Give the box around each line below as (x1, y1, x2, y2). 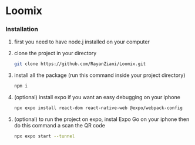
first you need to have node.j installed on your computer (14, 38, 150, 45)
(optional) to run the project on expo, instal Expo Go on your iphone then (14, 116, 190, 123)
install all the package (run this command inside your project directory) (14, 72, 186, 79)
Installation (5, 25, 39, 33)
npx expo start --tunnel (14, 133, 75, 139)
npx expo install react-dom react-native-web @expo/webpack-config (14, 105, 183, 111)
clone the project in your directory (14, 50, 97, 57)
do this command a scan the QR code (14, 122, 105, 129)
